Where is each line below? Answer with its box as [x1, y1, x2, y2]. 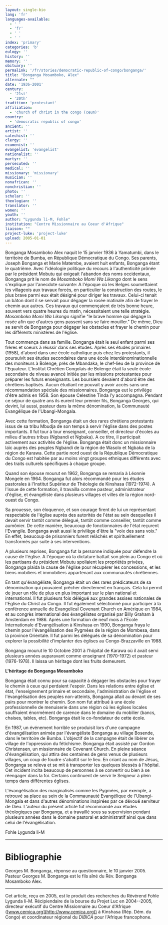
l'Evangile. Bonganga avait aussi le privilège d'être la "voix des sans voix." [5, 528, 157, 534]
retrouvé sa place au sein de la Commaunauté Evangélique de [5, 793, 133, 799]
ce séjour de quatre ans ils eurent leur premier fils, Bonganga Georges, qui [5, 397, 159, 403]
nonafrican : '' [5, 180, 37, 185]
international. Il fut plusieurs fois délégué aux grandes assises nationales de [5, 595, 161, 601]
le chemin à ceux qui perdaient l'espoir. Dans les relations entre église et [5, 682, 154, 689]
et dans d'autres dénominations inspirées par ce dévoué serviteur [24, 798, 160, 804]
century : [5, 86, 23, 92]
